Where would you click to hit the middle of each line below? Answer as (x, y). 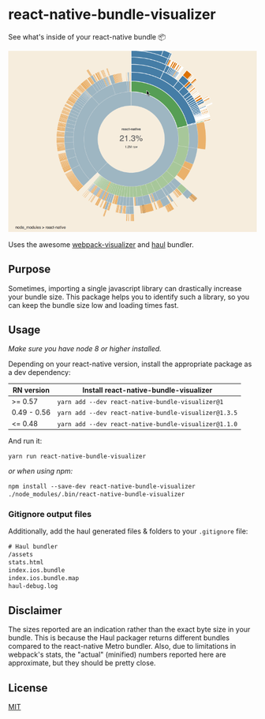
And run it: (25, 441)
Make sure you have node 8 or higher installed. (85, 349)
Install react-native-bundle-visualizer (147, 390)
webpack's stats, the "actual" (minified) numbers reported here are (117, 655)
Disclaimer (35, 610)
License (28, 688)
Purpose (30, 270)
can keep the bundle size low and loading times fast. (93, 305)
